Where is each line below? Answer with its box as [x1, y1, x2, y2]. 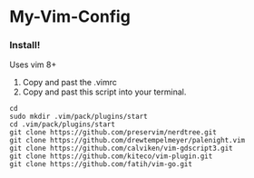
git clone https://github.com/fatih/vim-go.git [9, 160, 193, 169]
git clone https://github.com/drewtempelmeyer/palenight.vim [9, 136, 246, 145]
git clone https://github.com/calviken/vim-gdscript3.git [9, 143, 233, 153]
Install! [9, 39, 41, 52]
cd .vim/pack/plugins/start [9, 120, 116, 129]
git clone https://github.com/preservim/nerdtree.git [9, 128, 218, 137]
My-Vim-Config [9, 6, 132, 27]
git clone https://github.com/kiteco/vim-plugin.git [9, 152, 213, 161]
